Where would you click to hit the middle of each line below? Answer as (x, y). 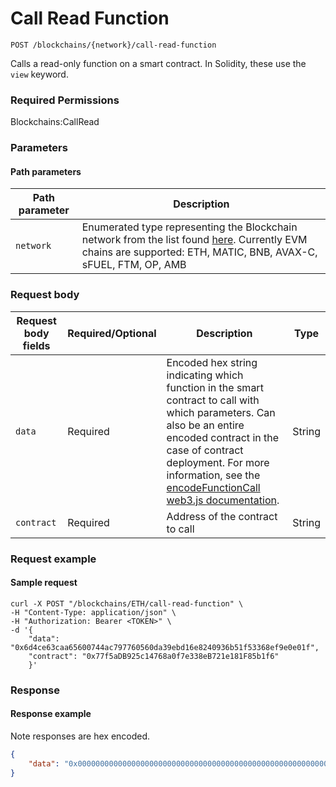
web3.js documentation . (223, 500)
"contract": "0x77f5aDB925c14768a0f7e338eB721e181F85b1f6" (154, 656)
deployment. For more (218, 462)
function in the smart (215, 387)
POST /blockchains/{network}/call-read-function (113, 45)
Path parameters (46, 171)
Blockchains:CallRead (55, 122)
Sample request (44, 583)
